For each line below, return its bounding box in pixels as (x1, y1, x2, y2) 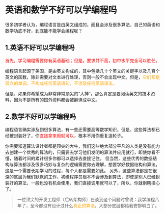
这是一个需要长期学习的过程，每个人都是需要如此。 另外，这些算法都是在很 (5, 167, 157, 173)
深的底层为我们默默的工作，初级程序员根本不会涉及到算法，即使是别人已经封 (5, 174, 160, 180)
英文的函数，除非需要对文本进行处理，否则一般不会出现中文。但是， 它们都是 (5, 74, 160, 80)
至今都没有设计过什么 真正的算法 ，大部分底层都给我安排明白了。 (30, 202, 160, 209)
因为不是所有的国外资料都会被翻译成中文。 (13, 97, 100, 103)
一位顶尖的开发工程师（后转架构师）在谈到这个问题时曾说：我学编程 (17, 196, 155, 202)
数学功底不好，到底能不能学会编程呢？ (5, 27, 82, 33)
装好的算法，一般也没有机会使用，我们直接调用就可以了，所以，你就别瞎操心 (5, 180, 160, 186)
